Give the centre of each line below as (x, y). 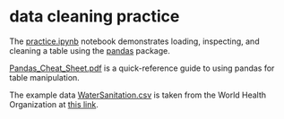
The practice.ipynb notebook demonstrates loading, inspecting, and (134, 41)
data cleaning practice (95, 17)
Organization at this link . (54, 104)
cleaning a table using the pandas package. (90, 50)
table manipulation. (45, 77)
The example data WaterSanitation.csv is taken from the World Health (138, 95)
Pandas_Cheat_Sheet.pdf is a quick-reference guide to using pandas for (142, 68)
